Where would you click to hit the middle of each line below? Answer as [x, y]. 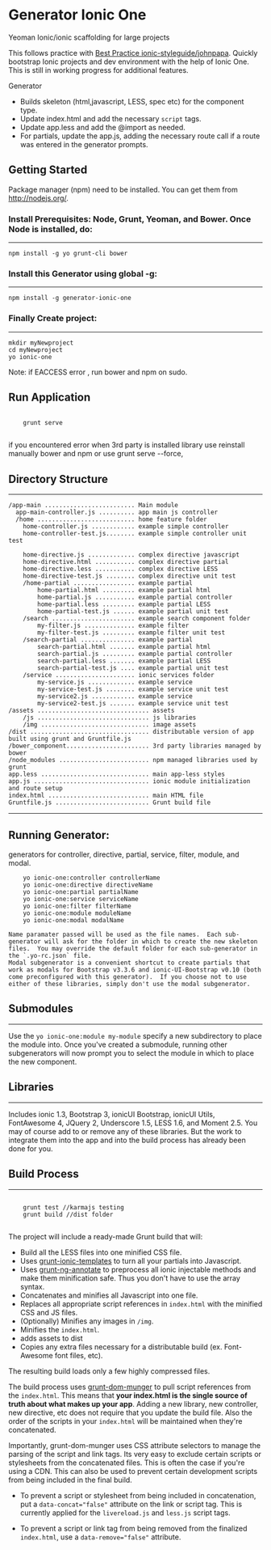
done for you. [31, 1148]
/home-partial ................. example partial [108, 583]
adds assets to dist [51, 1338]
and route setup [35, 789]
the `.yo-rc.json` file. [50, 956]
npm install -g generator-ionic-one [70, 298]
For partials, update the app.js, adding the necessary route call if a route [140, 136]
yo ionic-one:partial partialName [81, 892]
